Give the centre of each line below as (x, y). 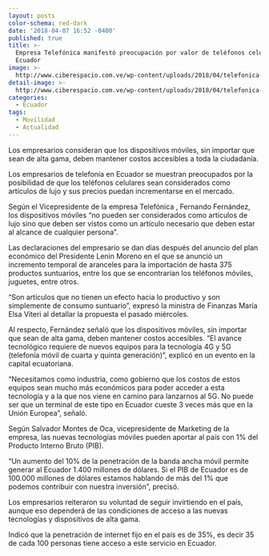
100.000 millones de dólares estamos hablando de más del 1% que (118, 478)
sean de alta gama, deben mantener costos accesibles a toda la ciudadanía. (133, 158)
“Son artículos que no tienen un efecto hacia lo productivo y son (114, 297)
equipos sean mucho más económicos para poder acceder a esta (117, 387)
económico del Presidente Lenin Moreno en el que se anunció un (115, 256)
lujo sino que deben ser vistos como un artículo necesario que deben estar (132, 223)
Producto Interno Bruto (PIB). (56, 446)
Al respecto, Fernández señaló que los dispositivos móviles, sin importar (128, 330)
